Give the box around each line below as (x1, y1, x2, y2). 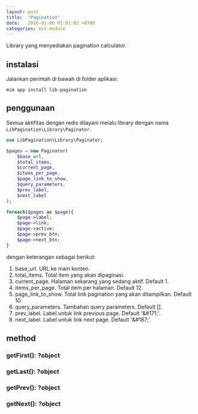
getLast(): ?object (6, 367, 59, 376)
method (6, 334, 36, 344)
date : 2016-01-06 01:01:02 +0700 (6, 20, 95, 26)
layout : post (6, 8, 39, 15)
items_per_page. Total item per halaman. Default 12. (14, 284, 143, 291)
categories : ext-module (6, 25, 66, 32)
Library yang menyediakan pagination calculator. (6, 42, 127, 49)
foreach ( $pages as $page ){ (6, 209, 74, 215)
